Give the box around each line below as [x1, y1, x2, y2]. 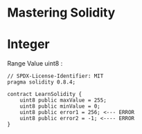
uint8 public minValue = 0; [19, 103, 100, 110]
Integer [7, 37, 50, 52]
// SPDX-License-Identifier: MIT [7, 73, 104, 80]
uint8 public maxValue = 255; [19, 97, 107, 104]
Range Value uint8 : [7, 59, 63, 68]
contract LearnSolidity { [7, 91, 82, 98]
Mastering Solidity [7, 5, 116, 21]
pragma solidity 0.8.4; [7, 79, 76, 86]
